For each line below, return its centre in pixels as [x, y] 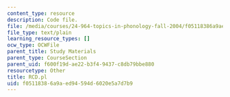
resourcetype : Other [37, 70]
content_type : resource [41, 13]
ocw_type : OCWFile [33, 45]
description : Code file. [42, 20]
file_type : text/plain [39, 32]
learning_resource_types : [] [49, 39]
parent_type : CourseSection [47, 58]
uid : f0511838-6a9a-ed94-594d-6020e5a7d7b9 [70, 83]
